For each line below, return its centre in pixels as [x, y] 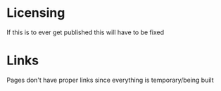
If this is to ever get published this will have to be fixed [86, 32]
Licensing [36, 13]
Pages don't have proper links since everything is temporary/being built [110, 80]
